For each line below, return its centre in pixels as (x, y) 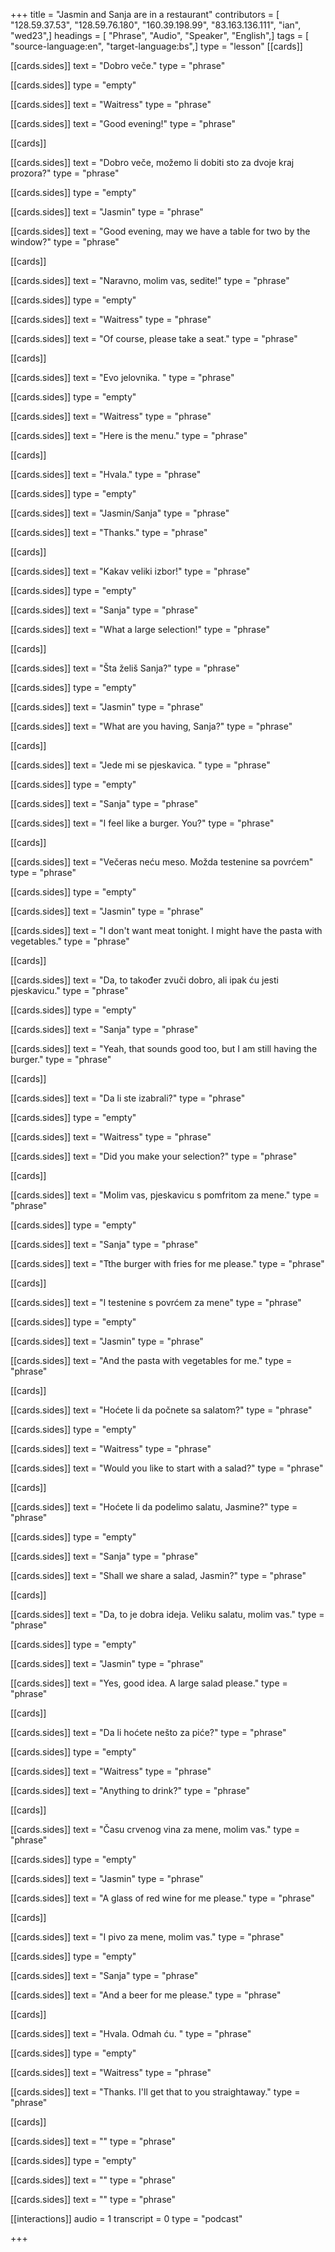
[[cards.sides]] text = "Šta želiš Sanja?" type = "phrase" (125, 668)
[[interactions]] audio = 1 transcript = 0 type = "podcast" (126, 2218)
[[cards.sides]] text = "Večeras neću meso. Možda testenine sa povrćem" (162, 862)
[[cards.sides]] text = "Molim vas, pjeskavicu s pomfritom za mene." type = (165, 1195)
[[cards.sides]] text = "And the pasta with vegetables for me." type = (151, 1360)
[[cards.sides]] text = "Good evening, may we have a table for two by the (160, 231)
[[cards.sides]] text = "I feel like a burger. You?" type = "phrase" (142, 823)
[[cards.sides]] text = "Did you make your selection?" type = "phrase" (154, 1156)
